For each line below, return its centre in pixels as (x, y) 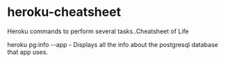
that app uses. (28, 52)
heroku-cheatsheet (64, 12)
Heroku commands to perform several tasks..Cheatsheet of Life (98, 31)
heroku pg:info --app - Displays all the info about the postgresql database (113, 44)
